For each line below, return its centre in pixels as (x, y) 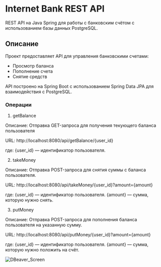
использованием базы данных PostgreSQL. (52, 28)
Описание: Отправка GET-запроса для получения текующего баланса (81, 125)
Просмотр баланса (33, 65)
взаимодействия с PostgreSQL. (39, 92)
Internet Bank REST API (55, 9)
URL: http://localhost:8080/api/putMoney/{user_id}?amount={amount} (78, 235)
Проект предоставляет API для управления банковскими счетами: (77, 56)
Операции (18, 105)
